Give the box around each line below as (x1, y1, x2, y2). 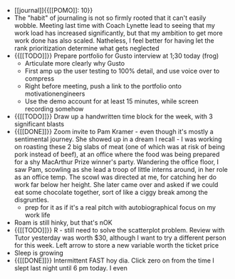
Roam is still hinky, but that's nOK (14, 218, 113, 227)
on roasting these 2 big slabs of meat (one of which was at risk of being (14, 143, 226, 151)
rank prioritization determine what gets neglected (14, 44, 160, 52)
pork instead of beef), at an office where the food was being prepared (14, 150, 220, 158)
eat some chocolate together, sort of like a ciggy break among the (14, 188, 208, 196)
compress (24, 74, 55, 83)
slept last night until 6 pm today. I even (14, 264, 128, 272)
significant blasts (14, 120, 65, 128)
